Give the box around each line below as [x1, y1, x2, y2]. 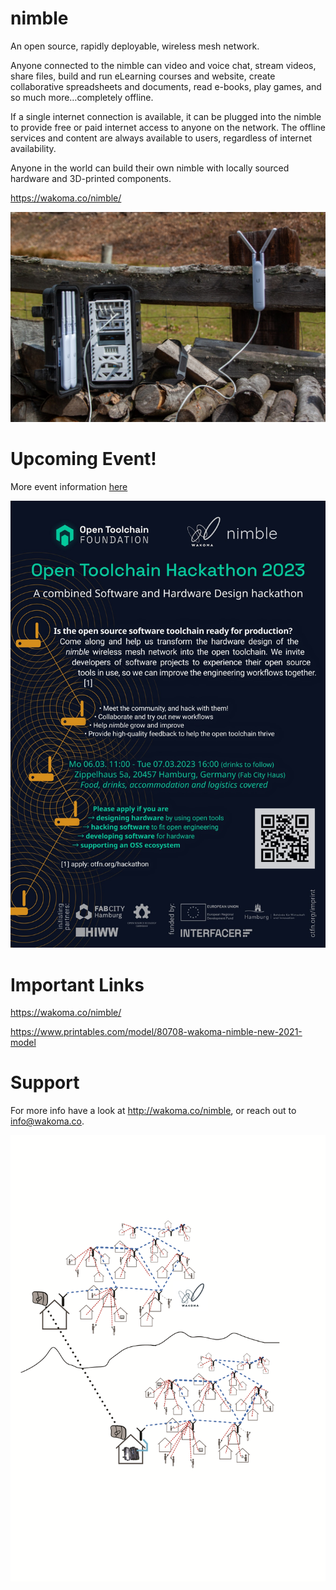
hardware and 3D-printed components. [10, 172, 172, 184]
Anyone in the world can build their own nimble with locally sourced [10, 162, 290, 174]
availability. [10, 142, 57, 154]
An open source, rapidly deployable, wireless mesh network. [10, 40, 260, 52]
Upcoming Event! [10, 447, 157, 470]
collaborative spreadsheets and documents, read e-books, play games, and [10, 80, 322, 92]
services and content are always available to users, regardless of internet [10, 132, 313, 144]
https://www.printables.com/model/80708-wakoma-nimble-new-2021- [10, 1026, 303, 1038]
